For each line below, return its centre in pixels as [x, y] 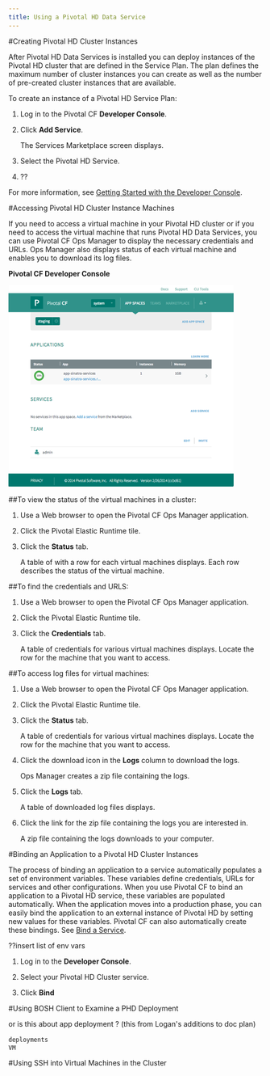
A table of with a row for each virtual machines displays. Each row [129, 562]
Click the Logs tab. [51, 791]
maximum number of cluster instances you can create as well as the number [135, 74]
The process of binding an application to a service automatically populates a [135, 870]
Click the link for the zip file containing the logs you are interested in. [134, 823]
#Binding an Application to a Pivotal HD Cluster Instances [104, 854]
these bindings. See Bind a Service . [67, 930]
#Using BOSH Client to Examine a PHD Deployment [93, 1008]
